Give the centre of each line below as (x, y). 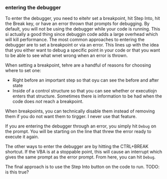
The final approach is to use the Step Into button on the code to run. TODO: (83, 167)
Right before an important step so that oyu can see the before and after (85, 80)
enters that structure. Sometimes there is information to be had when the (87, 96)
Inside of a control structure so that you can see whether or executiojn (84, 91)
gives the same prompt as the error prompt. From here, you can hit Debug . (81, 157)
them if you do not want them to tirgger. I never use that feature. (71, 116)
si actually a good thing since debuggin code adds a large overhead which (82, 34)
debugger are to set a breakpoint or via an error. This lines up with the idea (82, 45)
